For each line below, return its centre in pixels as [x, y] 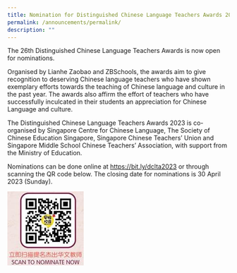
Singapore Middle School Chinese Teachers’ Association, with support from [117, 145]
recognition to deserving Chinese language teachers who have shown [109, 79]
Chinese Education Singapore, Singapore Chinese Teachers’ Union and [111, 138]
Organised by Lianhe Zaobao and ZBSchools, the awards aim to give [107, 72]
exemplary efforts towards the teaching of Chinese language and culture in [116, 87]
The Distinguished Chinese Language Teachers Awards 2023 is [99, 123]
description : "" [31, 30]
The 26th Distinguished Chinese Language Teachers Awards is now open [114, 51]
